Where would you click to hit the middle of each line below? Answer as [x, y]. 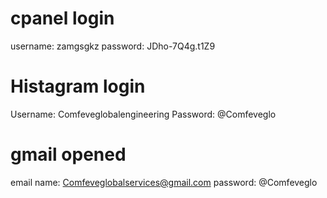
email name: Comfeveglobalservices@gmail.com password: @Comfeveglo [164, 182]
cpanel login [62, 18]
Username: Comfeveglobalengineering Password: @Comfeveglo [143, 114]
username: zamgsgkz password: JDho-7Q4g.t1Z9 [113, 46]
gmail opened [68, 154]
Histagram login [78, 86]
